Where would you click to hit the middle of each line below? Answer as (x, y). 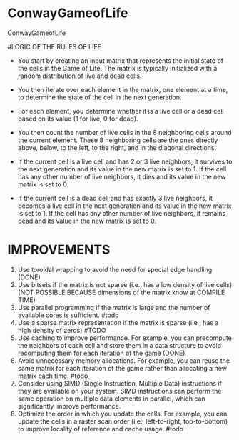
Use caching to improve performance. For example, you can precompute (124, 338)
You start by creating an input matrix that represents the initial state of (120, 60)
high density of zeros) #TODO (62, 330)
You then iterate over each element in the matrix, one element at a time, (123, 89)
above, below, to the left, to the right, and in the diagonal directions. (117, 147)
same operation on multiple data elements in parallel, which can (111, 399)
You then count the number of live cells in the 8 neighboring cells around (124, 132)
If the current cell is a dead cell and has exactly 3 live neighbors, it (115, 198)
